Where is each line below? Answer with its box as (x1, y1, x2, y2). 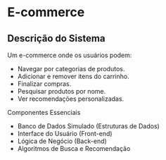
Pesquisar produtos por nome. (17, 87, 106, 95)
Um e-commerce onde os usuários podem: (7, 51, 132, 59)
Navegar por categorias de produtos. (17, 65, 125, 73)
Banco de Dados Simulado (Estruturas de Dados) (17, 122, 160, 130)
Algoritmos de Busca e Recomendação (17, 144, 131, 152)
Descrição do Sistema (7, 32, 106, 44)
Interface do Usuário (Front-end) (17, 130, 113, 137)
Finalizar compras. (17, 80, 72, 88)
